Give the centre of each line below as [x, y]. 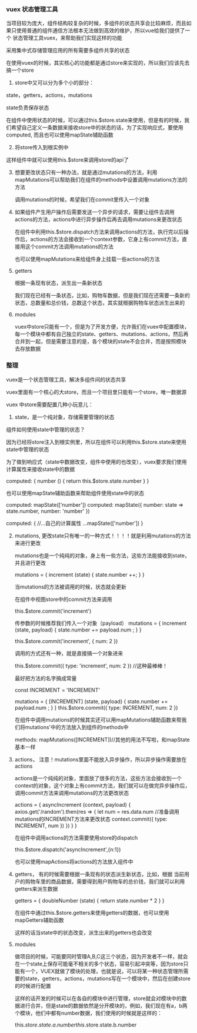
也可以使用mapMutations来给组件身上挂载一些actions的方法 [87, 259]
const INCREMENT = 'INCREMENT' [57, 690]
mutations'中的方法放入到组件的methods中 [77, 727]
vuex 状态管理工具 [32, 9]
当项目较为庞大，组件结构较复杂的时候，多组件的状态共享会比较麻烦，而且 [96, 23]
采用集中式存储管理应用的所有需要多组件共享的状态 [68, 51]
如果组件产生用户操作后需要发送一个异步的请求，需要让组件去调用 [94, 212]
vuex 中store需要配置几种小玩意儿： [50, 404]
